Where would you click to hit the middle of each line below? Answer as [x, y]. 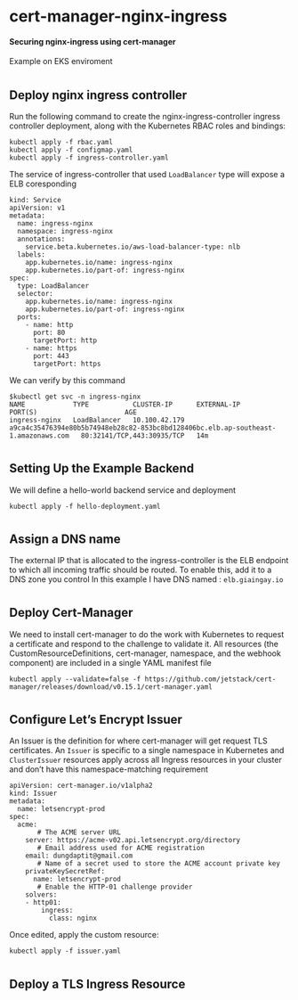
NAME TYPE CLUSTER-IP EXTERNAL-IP [125, 405]
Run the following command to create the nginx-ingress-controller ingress [145, 116]
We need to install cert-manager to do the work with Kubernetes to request [147, 634]
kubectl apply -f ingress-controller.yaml [89, 158]
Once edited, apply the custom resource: [84, 935]
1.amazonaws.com [39, 436]
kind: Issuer [33, 794]
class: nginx [73, 918]
